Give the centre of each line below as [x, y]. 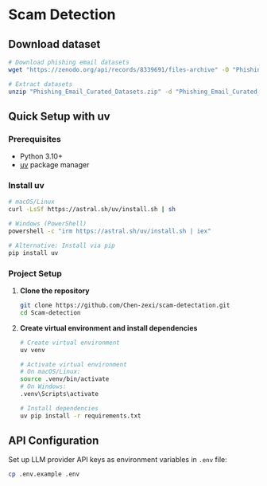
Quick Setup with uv [59, 116]
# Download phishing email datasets [69, 62]
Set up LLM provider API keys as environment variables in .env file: [118, 460]
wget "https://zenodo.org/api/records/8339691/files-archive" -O [118, 69]
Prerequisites [35, 139]
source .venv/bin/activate [64, 379]
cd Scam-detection [50, 312]
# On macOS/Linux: [50, 372]
